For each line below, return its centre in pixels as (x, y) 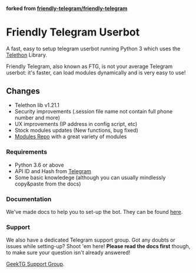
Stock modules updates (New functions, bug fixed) (76, 131)
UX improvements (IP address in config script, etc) (76, 124)
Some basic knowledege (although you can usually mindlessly (90, 177)
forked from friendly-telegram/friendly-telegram (67, 8)
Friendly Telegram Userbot (73, 32)
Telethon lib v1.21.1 (37, 105)
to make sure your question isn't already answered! (68, 253)
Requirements (27, 152)
